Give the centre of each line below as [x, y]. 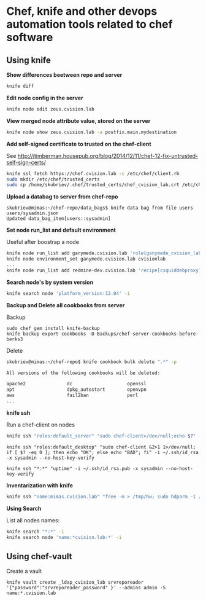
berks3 [15, 339]
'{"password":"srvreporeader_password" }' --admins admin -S [86, 588]
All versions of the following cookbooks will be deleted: [83, 373]
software [30, 37]
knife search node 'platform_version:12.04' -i [68, 293]
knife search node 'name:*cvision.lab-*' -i [64, 537]
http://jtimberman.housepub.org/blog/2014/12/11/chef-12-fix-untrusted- [108, 155]
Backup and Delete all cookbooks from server [66, 305]
